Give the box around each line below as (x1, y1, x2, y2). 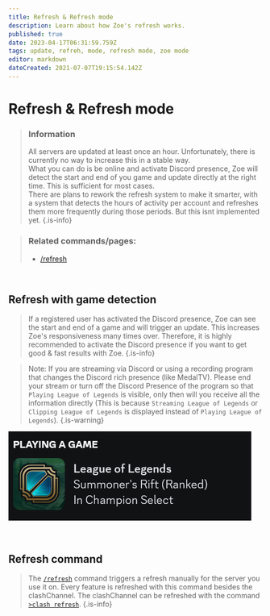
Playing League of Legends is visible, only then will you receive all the (27, 389, 260, 399)
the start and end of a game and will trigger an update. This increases (27, 323, 260, 332)
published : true (8, 30, 63, 38)
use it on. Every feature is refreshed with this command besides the (27, 582, 253, 592)
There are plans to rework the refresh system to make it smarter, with (27, 189, 258, 199)
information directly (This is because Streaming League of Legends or (27, 398, 259, 408)
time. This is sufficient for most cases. (27, 181, 156, 191)
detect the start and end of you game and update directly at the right (27, 173, 256, 182)
